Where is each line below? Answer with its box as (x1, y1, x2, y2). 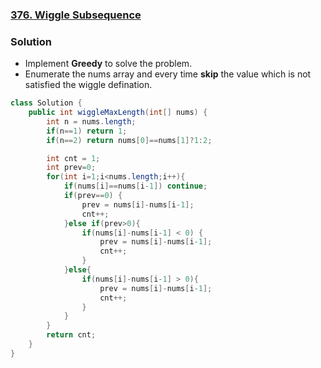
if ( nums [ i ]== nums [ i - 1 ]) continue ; (63, 181, 208, 192)
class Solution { (10, 98, 83, 108)
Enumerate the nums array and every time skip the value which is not (24, 68, 312, 80)
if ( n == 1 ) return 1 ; (46, 126, 128, 136)
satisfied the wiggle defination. (24, 79, 153, 91)
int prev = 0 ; (46, 163, 97, 173)
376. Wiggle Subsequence (10, 8, 142, 22)
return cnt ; (46, 330, 97, 340)
